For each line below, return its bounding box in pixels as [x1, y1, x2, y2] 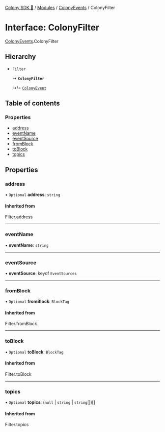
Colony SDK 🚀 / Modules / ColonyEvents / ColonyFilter [5, 5, 115, 10]
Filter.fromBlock [5, 321, 37, 327]
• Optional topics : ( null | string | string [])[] [5, 399, 96, 405]
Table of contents [5, 99, 60, 108]
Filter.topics [5, 422, 29, 428]
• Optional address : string [5, 192, 60, 197]
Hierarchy [5, 52, 36, 61]
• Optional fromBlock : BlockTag [5, 299, 70, 305]
